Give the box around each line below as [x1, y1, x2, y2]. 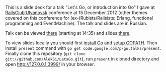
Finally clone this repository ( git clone [5, 50, 86, 56]
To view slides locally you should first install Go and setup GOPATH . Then [5, 40, 157, 46]
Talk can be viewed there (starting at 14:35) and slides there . [5, 30, 131, 36]
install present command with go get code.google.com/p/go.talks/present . [5, 45, 161, 51]
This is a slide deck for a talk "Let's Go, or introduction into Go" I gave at [5, 5, 155, 10]
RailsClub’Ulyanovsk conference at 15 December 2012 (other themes [5, 10, 147, 16]
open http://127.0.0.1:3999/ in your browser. [5, 61, 95, 67]
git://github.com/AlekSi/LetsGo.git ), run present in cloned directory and [5, 56, 159, 62]
